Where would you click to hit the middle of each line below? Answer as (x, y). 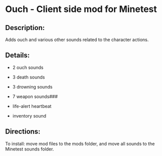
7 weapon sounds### (35, 96)
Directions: (23, 132)
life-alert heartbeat (32, 106)
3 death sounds (29, 77)
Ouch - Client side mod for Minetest (81, 9)
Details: (18, 55)
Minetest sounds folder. (30, 149)
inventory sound (29, 115)
